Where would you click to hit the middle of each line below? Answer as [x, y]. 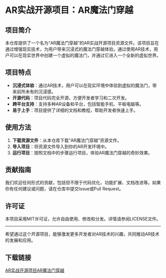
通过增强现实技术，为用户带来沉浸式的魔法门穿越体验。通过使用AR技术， [80, 49]
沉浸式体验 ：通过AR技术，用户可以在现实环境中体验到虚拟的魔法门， [82, 85]
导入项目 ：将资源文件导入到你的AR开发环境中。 [61, 146]
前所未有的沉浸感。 [36, 91]
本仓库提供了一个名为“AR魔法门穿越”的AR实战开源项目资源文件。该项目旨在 [82, 43]
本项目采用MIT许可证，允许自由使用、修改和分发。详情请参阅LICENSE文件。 [83, 219]
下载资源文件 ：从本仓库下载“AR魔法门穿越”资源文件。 [67, 140]
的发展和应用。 [20, 240]
